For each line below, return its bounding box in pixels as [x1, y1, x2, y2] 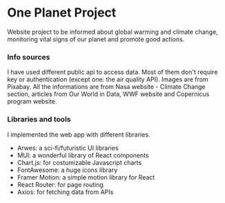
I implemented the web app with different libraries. [7, 130, 150, 139]
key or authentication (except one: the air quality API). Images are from [7, 75, 208, 84]
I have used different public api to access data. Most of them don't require [7, 68, 218, 77]
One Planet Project [7, 5, 117, 21]
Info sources [7, 52, 50, 61]
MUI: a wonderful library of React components [17, 151, 150, 159]
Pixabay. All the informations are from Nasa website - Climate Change [7, 83, 206, 91]
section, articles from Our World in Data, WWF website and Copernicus [7, 90, 210, 98]
